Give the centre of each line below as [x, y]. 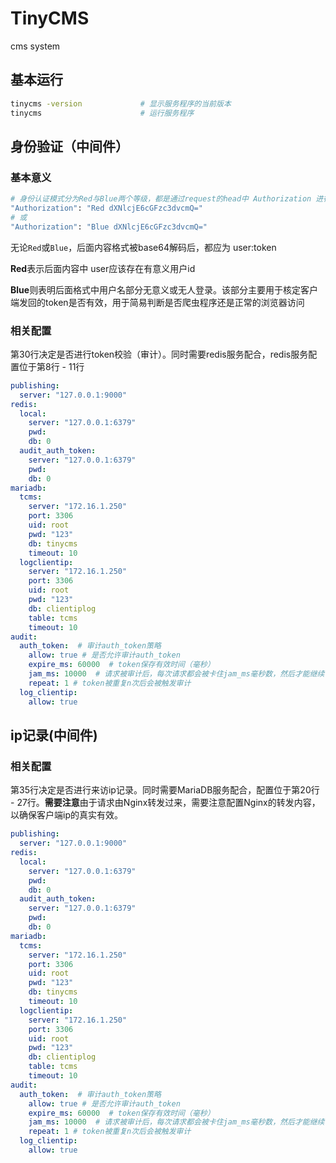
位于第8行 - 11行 [51, 366]
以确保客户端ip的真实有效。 [66, 815]
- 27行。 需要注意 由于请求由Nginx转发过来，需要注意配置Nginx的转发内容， [165, 803]
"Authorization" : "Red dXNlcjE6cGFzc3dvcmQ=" [106, 208]
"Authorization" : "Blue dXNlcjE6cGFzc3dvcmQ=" [109, 227]
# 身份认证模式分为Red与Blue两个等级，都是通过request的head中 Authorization [161, 199]
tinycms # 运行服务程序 [102, 113]
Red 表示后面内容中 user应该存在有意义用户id [103, 268]
